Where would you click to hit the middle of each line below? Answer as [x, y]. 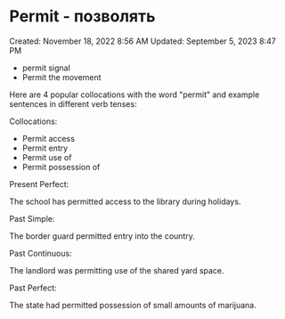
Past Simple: [32, 218]
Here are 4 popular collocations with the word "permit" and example [134, 94]
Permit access [49, 138]
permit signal [46, 68]
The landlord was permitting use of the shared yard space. [117, 270]
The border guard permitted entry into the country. [102, 236]
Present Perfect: [39, 184]
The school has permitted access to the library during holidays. [125, 201]
